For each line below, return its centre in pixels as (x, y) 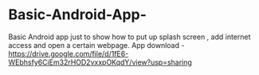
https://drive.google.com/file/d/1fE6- (69, 53)
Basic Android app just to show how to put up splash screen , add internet (129, 37)
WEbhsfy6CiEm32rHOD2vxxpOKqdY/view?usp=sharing (100, 62)
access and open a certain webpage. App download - (96, 45)
